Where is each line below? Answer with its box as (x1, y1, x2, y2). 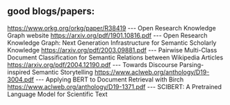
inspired (7, 68, 31, 76)
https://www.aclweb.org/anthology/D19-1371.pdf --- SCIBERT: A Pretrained (7, 82, 222, 90)
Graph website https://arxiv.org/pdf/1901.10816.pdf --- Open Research (7, 31, 208, 39)
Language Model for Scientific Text (7, 90, 108, 98)
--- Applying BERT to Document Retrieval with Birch (35, 75, 184, 84)
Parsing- (179, 60, 204, 68)
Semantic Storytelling (31, 68, 94, 76)
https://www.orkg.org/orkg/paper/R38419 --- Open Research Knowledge (7, 23, 217, 32)
